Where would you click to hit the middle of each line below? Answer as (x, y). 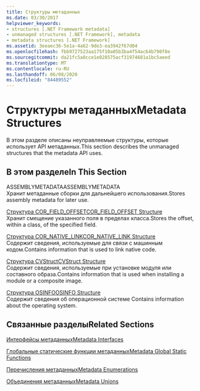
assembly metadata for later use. (48, 199)
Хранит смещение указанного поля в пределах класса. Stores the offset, (100, 218)
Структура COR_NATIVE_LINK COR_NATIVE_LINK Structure (81, 236)
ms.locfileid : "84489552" (39, 80)
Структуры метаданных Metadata (96, 110)
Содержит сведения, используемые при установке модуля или (89, 267)
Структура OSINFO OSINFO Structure (53, 292)
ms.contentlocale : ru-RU (38, 69)
